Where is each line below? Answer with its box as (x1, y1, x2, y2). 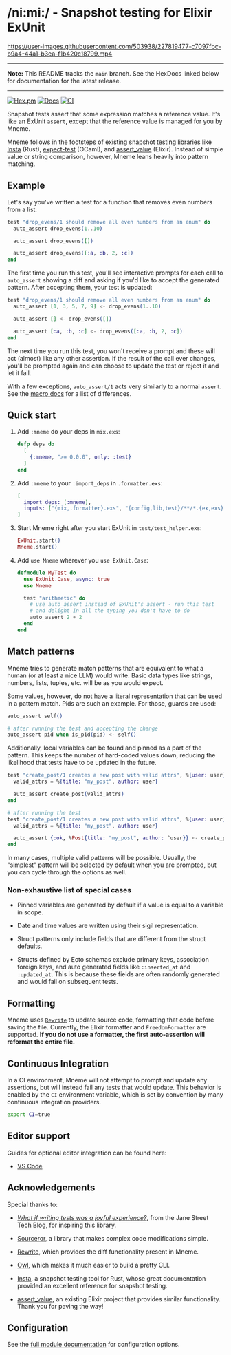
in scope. (16, 908, 43, 916)
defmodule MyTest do (16, 569, 76, 576)
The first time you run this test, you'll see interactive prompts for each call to (7, 269, 223, 277)
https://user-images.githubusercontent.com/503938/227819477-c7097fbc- (7, 42, 221, 50)
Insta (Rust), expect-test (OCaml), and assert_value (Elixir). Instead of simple (7, 145, 223, 153)
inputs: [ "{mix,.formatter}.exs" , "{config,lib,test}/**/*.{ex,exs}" (23, 505, 227, 512)
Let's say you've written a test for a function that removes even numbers (7, 198, 213, 206)
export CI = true (7, 1111, 51, 1118)
